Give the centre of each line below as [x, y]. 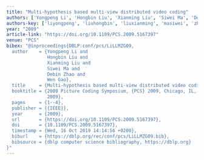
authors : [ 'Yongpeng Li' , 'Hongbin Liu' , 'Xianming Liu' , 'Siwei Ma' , [97, 18]
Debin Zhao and [66, 74]
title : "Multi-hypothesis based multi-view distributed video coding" [97, 12]
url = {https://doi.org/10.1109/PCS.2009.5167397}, [87, 119]
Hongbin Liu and [67, 57]
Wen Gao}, [59, 80]
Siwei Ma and [63, 68]
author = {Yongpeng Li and [50, 52]
